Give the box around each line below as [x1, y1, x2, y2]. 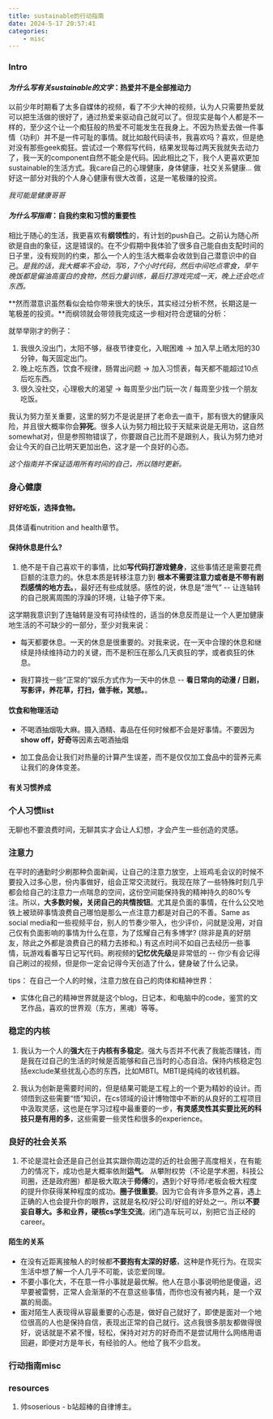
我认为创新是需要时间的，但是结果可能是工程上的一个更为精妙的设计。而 [19, 1083, 262, 1093]
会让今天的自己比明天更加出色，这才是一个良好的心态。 [8, 441, 193, 451]
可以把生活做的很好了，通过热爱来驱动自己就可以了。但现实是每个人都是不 [8, 112, 257, 122]
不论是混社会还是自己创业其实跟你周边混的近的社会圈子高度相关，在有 [19, 1156, 255, 1165]
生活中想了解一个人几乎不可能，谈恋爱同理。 [19, 1267, 170, 1277]
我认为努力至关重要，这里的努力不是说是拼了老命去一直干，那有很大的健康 [8, 411, 257, 421]
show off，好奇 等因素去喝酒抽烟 [19, 735, 130, 744]
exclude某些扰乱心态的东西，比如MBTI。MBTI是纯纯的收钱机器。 [27, 1065, 245, 1075]
